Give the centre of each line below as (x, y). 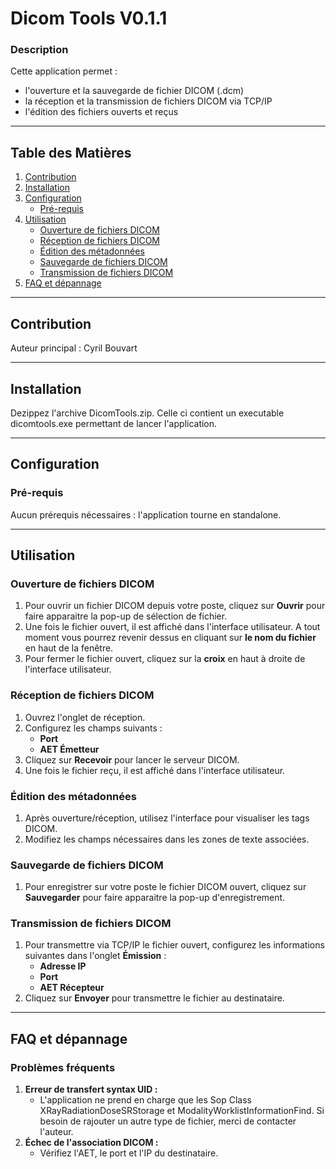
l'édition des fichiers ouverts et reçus (101, 112)
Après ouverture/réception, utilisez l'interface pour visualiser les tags (167, 818)
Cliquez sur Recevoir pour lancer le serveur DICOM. (132, 759)
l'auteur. (56, 1132)
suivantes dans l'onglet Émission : (95, 956)
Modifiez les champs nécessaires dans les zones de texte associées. (167, 839)
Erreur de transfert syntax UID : (91, 1089)
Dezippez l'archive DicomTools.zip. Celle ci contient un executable (147, 413)
